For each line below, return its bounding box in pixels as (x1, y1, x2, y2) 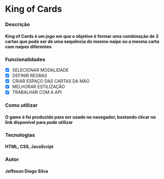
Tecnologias (5, 131, 35, 138)
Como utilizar (5, 102, 38, 109)
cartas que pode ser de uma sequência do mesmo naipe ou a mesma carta (5, 38, 160, 44)
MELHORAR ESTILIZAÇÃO (12, 84, 65, 89)
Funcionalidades (5, 56, 46, 62)
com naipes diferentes (5, 43, 52, 50)
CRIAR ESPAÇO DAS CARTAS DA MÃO (12, 78, 90, 84)
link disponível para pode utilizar (5, 119, 73, 125)
